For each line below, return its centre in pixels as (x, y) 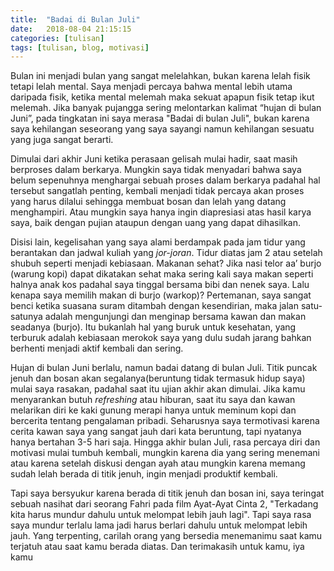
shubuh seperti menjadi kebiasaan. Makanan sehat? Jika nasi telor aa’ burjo (166, 263)
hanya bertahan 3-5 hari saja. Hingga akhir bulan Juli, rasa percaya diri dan (165, 442)
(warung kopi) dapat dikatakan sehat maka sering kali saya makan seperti (162, 274)
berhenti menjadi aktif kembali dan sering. (97, 348)
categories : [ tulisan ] (57, 38)
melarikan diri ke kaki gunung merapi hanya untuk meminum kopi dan (153, 410)
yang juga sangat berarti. (62, 140)
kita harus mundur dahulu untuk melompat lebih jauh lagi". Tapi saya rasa (161, 515)
